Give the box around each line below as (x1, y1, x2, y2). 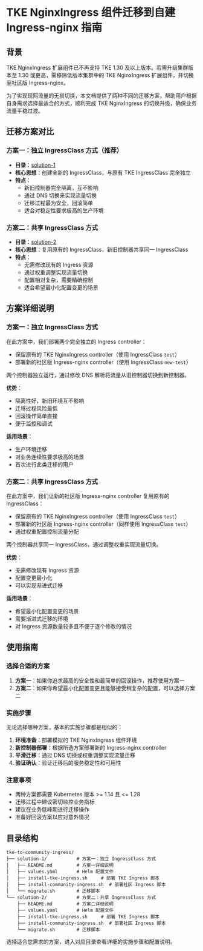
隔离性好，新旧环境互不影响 (14, 397, 85, 404)
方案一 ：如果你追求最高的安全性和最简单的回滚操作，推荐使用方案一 (14, 677, 185, 684)
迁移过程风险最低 (14, 405, 58, 412)
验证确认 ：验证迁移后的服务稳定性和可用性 (14, 759, 121, 766)
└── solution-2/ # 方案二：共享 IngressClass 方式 (6, 895, 156, 901)
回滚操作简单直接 (14, 412, 58, 419)
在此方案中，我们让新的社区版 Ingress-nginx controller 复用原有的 (6, 492, 170, 499)
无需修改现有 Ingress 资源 (14, 566, 80, 574)
